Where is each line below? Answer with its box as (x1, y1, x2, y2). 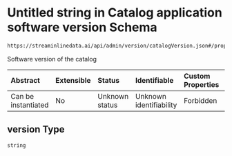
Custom (184, 71, 211, 81)
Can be (10, 91, 35, 101)
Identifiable (135, 75, 174, 85)
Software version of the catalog (7, 55, 97, 63)
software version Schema (7, 19, 157, 35)
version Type (7, 124, 65, 135)
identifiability (135, 100, 177, 110)
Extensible (55, 75, 91, 85)
